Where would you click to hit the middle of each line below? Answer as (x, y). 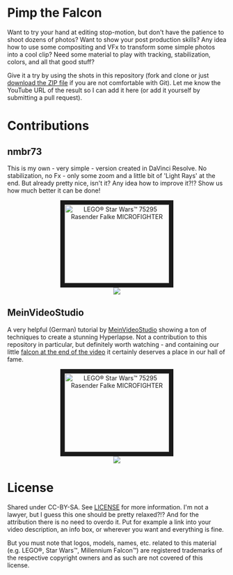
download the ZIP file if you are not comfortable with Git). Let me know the (114, 82)
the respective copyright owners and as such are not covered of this (105, 558)
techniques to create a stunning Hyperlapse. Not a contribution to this (107, 337)
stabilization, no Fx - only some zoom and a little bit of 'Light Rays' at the (111, 175)
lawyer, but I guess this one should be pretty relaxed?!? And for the (103, 514)
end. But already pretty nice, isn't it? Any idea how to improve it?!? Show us (115, 183)
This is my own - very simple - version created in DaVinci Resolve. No (107, 168)
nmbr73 (25, 151)
